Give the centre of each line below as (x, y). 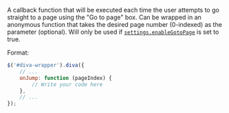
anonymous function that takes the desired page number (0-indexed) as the (115, 24)
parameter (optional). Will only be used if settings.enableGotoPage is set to (113, 32)
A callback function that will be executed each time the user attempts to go (113, 10)
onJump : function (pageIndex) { (66, 78)
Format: (18, 52)
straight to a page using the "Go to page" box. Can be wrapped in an (104, 17)
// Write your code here (67, 84)
